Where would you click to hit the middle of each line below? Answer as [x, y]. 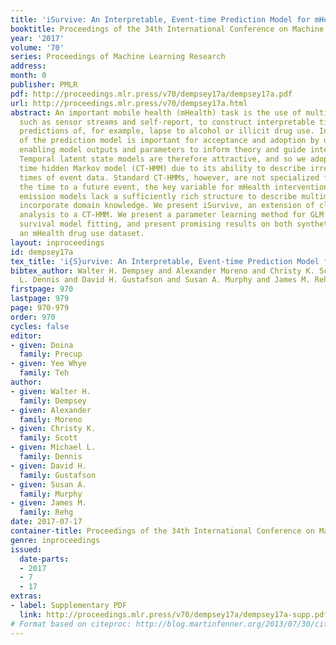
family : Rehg [46, 512]
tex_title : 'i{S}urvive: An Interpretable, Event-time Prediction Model [165, 261]
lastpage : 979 [40, 299]
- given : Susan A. [48, 484]
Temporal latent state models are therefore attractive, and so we [163, 159]
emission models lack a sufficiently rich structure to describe [158, 196]
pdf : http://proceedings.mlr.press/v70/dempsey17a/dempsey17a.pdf [151, 94]
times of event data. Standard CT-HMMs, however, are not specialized [169, 177]
